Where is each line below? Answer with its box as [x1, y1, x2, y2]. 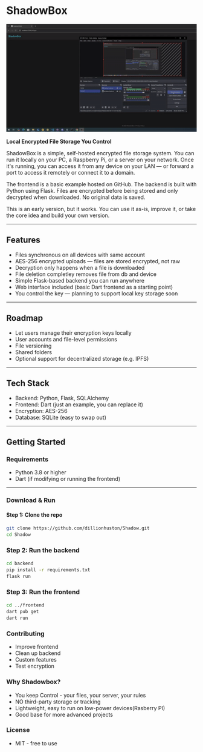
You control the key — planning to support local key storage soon [14, 289, 178, 297]
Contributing [6, 629, 45, 637]
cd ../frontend [6, 602, 45, 608]
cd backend [6, 560, 34, 567]
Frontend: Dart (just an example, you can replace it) [14, 401, 144, 408]
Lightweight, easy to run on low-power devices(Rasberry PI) [14, 704, 166, 711]
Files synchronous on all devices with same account [14, 251, 145, 258]
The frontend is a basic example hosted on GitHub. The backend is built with [6, 181, 197, 188]
